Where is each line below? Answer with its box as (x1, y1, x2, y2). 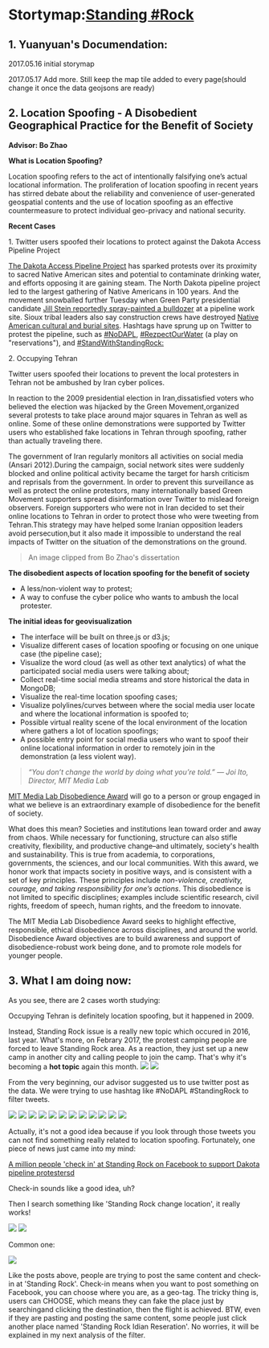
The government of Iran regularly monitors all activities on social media (8, 451, 243, 461)
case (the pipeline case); (19, 649, 102, 659)
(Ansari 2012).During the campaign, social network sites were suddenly (8, 460, 245, 470)
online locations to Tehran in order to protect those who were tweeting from (8, 511, 259, 520)
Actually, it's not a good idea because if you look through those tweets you (8, 1126, 256, 1136)
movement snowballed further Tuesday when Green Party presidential (8, 295, 241, 305)
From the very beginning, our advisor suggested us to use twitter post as (8, 1077, 250, 1087)
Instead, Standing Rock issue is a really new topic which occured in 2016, (8, 1026, 251, 1036)
